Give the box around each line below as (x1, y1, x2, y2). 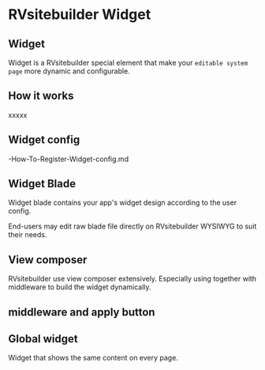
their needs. (8, 230, 47, 240)
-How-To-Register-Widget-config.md (8, 154, 129, 164)
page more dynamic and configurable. (8, 66, 130, 76)
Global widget (8, 332, 78, 345)
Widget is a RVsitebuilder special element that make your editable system (8, 58, 248, 67)
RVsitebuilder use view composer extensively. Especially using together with (8, 274, 257, 284)
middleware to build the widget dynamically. (8, 282, 151, 292)
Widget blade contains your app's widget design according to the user (8, 198, 237, 207)
